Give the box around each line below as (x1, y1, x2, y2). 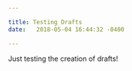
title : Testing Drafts (8, 18, 82, 26)
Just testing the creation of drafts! (8, 54, 119, 63)
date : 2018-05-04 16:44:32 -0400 (8, 25, 125, 34)
